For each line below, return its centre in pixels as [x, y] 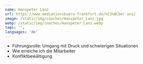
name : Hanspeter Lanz [27, 9]
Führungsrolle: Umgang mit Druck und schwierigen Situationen [75, 46]
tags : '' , [15, 28]
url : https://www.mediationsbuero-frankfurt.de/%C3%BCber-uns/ [71, 14]
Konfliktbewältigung [32, 56]
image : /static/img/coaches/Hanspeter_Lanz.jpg [54, 18]
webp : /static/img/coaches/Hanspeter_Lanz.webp [54, 23]
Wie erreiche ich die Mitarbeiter [44, 51]
